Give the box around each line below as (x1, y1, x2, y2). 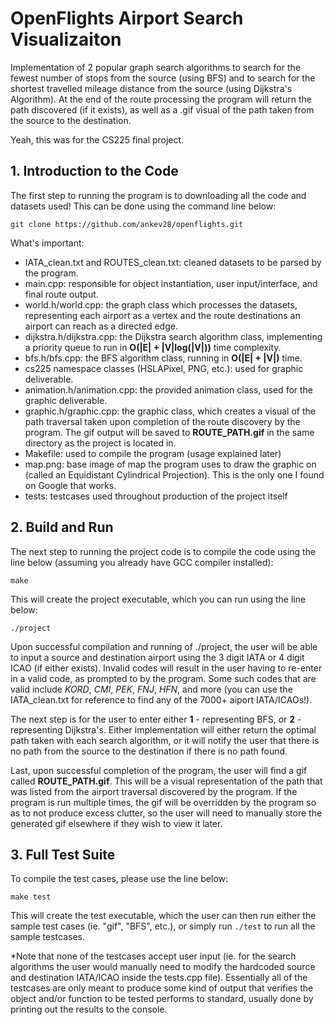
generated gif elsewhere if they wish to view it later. (10, 817, 223, 829)
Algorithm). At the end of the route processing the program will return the (10, 93, 312, 105)
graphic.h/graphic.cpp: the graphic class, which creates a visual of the (24, 405, 316, 417)
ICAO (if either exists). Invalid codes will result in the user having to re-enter (10, 662, 323, 674)
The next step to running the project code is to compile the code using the (10, 545, 317, 557)
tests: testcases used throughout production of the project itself (24, 490, 288, 502)
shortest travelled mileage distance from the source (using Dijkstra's (10, 82, 293, 94)
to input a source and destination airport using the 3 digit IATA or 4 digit (10, 651, 305, 663)
